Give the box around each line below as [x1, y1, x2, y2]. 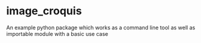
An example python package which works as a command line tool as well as [6, 24, 196, 31]
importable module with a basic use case [6, 30, 109, 37]
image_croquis [6, 4, 82, 18]
